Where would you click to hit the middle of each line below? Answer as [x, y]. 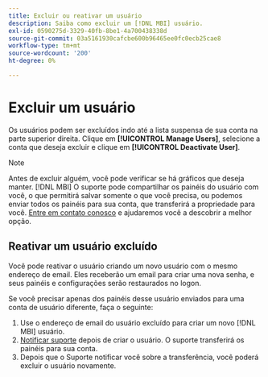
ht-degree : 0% [32, 61]
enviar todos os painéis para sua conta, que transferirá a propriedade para [132, 204]
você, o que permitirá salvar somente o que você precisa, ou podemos [126, 195]
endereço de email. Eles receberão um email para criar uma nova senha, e [132, 274]
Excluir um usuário [72, 108]
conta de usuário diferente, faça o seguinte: [81, 307]
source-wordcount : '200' [50, 53]
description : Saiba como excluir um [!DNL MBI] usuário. [106, 23]
